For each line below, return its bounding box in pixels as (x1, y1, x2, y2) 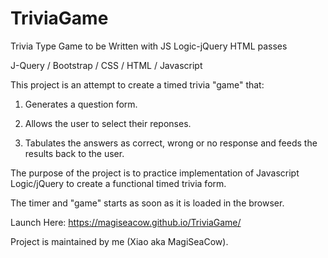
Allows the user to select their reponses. (24, 117, 192, 129)
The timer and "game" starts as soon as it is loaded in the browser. (10, 197, 285, 209)
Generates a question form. (24, 98, 138, 110)
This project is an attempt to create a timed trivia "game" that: (10, 78, 265, 91)
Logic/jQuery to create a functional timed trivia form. (10, 177, 227, 189)
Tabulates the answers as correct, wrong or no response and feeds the (24, 137, 318, 149)
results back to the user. (24, 147, 125, 159)
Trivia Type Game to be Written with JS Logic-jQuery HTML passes (10, 40, 288, 52)
